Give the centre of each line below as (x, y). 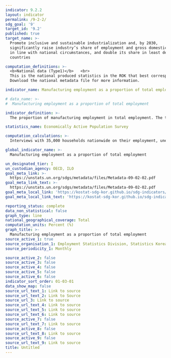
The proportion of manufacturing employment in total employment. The (86, 117)
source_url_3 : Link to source (37, 301)
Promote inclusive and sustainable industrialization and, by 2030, (84, 43)
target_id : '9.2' (24, 29)
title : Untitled (22, 348)
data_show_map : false (28, 286)
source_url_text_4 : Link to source (43, 305)
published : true (22, 34)
